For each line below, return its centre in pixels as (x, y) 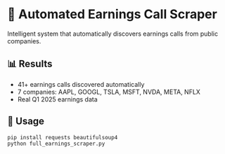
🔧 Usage (26, 121)
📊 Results (30, 64)
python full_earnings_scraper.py (56, 144)
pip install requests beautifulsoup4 (63, 137)
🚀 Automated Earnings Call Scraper (112, 14)
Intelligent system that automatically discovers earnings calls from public (113, 34)
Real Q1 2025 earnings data (58, 99)
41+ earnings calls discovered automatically (81, 84)
